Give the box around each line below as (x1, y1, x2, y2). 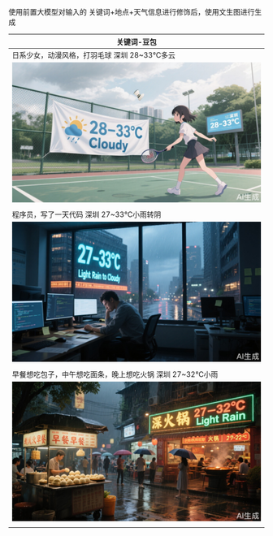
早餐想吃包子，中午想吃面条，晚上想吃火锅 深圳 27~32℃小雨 (11, 369, 219, 379)
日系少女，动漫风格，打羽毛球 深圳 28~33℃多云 (11, 50, 176, 59)
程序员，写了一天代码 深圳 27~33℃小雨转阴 (11, 210, 162, 219)
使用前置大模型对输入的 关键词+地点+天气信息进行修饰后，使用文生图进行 (8, 7, 255, 16)
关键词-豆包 (116, 37, 157, 46)
